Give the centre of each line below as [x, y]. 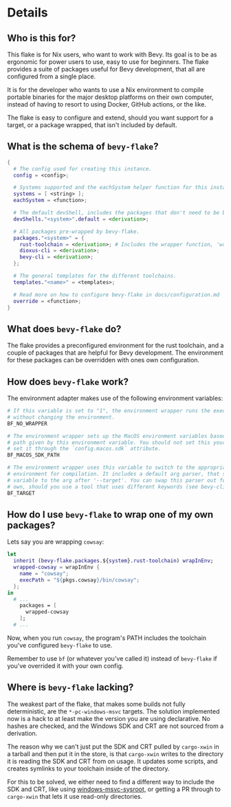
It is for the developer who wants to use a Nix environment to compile [106, 90]
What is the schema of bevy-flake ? [83, 147]
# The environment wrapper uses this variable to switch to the [101, 468]
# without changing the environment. [61, 417]
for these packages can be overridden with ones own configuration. [103, 360]
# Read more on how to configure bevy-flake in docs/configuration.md [117, 295]
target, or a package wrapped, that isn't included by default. [92, 125]
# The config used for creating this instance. [83, 169]
